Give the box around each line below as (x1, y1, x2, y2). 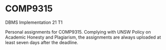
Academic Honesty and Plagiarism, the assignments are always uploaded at (5, 34, 161, 40)
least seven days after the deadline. (5, 39, 79, 45)
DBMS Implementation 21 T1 (5, 19, 63, 25)
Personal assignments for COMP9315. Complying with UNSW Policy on (5, 29, 151, 35)
